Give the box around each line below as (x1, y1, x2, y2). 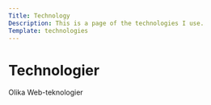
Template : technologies (8, 26, 89, 34)
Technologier (8, 61, 99, 79)
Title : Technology (8, 11, 70, 20)
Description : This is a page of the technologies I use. (8, 19, 205, 27)
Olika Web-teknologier (8, 87, 83, 97)
